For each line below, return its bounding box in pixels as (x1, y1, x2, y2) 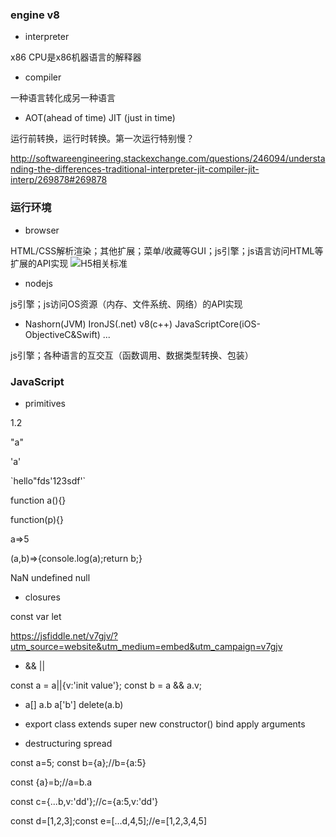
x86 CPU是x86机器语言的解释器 (10, 51, 142, 63)
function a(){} (10, 494, 67, 506)
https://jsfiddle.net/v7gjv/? (10, 629, 118, 642)
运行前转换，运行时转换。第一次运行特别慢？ (10, 133, 195, 145)
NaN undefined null (10, 571, 91, 583)
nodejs (24, 277, 53, 289)
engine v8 (10, 8, 60, 22)
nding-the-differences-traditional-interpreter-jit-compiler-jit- (10, 163, 260, 175)
